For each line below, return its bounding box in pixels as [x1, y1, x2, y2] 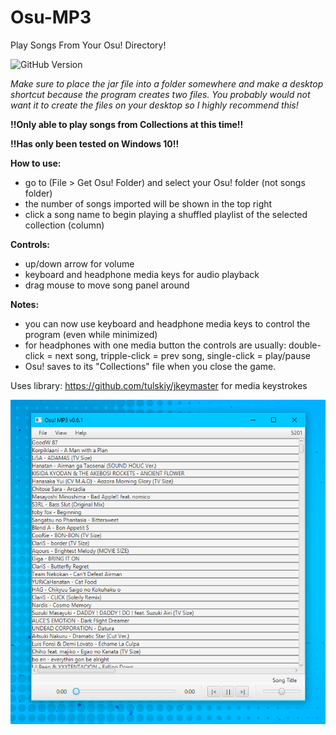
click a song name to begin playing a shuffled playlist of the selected [24, 208, 308, 220]
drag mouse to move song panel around [24, 279, 190, 291]
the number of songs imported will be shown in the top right [24, 197, 273, 210]
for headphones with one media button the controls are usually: [24, 339, 287, 351]
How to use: [10, 157, 62, 169]
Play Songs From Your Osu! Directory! [10, 39, 167, 51]
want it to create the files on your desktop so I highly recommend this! [10, 99, 299, 111]
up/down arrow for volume [24, 257, 135, 270]
